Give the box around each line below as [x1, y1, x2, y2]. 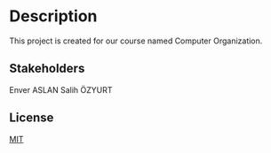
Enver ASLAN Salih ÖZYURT [9, 84, 113, 95]
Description [9, 6, 98, 27]
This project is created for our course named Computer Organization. [9, 35, 263, 46]
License [9, 111, 54, 126]
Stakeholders [9, 61, 85, 76]
